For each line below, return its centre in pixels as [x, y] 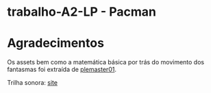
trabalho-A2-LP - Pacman [82, 12]
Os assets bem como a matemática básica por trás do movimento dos [105, 62]
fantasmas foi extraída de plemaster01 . [62, 70]
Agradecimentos [56, 43]
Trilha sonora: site [33, 83]
